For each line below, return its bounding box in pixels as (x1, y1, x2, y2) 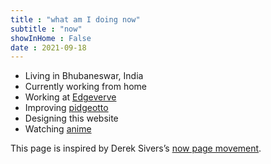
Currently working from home (24, 81, 147, 93)
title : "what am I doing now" (10, 14, 141, 25)
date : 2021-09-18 (10, 42, 87, 53)
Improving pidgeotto (24, 102, 109, 114)
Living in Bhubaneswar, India (24, 70, 144, 82)
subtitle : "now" (10, 24, 83, 34)
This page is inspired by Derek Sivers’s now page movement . (10, 142, 262, 155)
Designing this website (24, 112, 119, 125)
